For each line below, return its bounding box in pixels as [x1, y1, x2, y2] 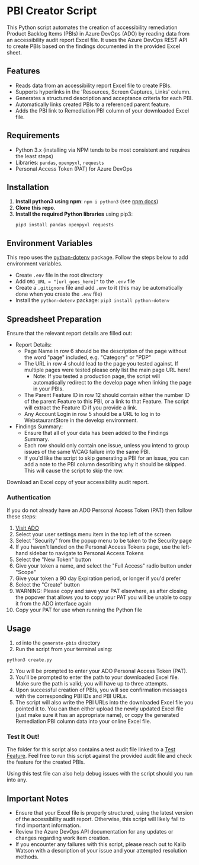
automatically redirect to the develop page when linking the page [33, 379, 192, 386]
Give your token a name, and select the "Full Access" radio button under [15, 562, 192, 569]
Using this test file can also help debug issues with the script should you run [7, 770, 193, 777]
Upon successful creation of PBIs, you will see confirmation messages [15, 686, 188, 694]
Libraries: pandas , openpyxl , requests [15, 159, 104, 166]
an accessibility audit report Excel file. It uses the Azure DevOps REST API [7, 36, 188, 43]
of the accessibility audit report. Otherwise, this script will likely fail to [15, 816, 185, 823]
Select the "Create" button [15, 581, 81, 588]
